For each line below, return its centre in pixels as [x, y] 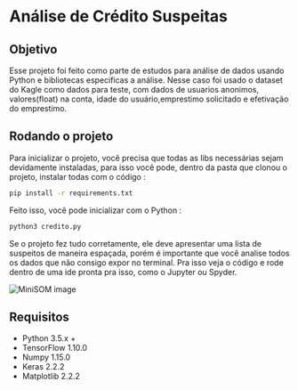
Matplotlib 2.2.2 [51, 377]
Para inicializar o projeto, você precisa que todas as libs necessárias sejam [146, 158]
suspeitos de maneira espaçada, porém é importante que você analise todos [149, 253]
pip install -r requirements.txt [71, 193]
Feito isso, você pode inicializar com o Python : [96, 210]
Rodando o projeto [61, 137]
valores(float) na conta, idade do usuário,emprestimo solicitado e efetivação [149, 99]
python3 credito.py [45, 226]
